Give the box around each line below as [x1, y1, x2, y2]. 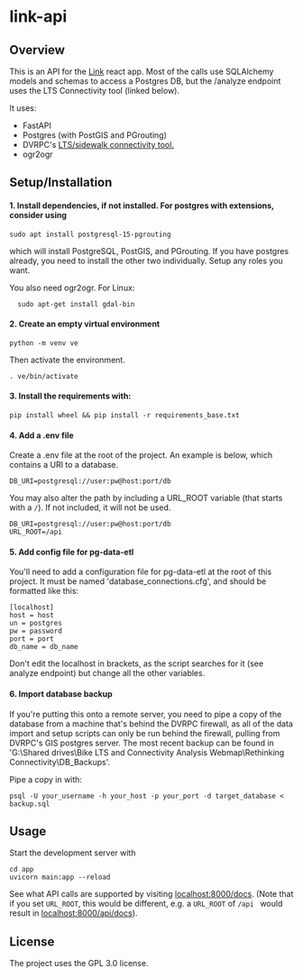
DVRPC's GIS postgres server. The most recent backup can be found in [9, 737, 275, 748]
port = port [9, 635, 54, 644]
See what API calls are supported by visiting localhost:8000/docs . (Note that [9, 889, 294, 899]
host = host [9, 611, 54, 620]
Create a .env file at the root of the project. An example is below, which [9, 450, 273, 461]
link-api [9, 6, 68, 27]
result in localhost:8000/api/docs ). [9, 908, 138, 918]
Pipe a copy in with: [9, 773, 83, 785]
